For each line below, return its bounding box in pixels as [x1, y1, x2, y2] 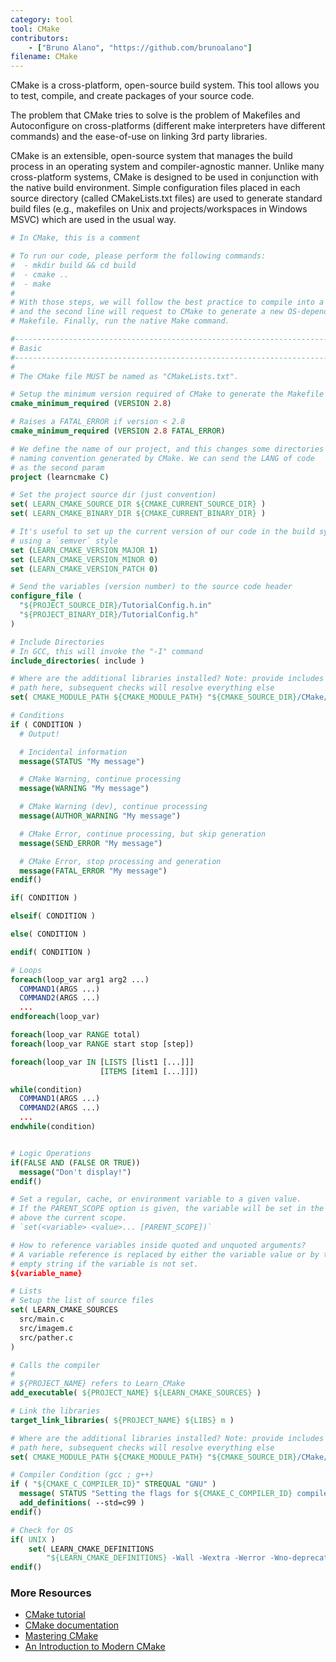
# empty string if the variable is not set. [10, 1259, 199, 1269]
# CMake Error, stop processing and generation [19, 856, 222, 866]
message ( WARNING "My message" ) [19, 784, 150, 794]
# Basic [10, 343, 43, 353]
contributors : [10, 33, 70, 43]
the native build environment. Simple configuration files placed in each [10, 182, 301, 194]
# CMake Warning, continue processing [19, 774, 182, 785]
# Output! [19, 729, 60, 739]
